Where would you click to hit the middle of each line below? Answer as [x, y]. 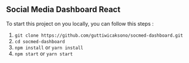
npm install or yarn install [49, 47]
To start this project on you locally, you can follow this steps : [80, 23]
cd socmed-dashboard [40, 41]
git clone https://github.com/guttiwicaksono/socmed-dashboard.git [99, 35]
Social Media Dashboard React [63, 10]
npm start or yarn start [44, 53]
